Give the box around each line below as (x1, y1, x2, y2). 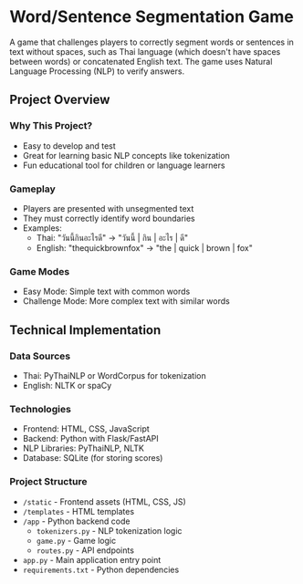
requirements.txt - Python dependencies (22, 564, 180, 575)
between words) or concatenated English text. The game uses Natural (9, 56, 273, 67)
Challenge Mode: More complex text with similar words (22, 296, 230, 307)
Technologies (9, 402, 71, 415)
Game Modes (9, 265, 70, 277)
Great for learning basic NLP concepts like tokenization (22, 150, 231, 161)
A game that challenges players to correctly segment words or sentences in (9, 36, 295, 47)
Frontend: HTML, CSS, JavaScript (22, 423, 151, 434)
